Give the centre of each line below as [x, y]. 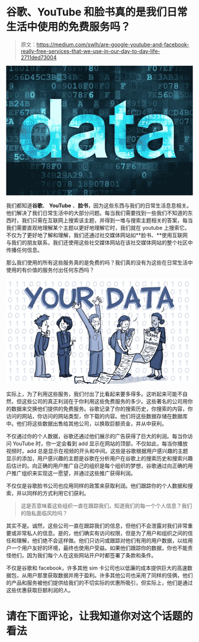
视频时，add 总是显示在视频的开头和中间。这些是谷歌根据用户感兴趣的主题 [97, 451]
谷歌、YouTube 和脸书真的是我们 [86, 12]
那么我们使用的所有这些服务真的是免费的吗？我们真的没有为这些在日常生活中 [99, 263]
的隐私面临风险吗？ [44, 513]
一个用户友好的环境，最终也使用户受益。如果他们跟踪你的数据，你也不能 [99, 548]
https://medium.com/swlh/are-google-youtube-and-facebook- [113, 44]
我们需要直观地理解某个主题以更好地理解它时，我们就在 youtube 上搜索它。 [98, 228]
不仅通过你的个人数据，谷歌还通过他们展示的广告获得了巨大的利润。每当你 [97, 436]
